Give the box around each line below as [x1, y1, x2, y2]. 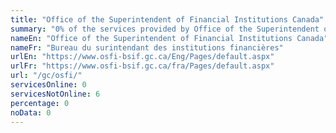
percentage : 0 [10, 98, 70, 108]
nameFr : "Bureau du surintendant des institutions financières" [10, 42, 284, 53]
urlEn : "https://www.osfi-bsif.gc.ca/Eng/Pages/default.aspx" [10, 52, 275, 62]
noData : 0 [10, 107, 52, 118]
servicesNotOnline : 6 [10, 89, 101, 99]
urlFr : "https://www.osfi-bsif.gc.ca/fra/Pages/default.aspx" [10, 61, 275, 71]
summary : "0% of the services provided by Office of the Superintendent [10, 24, 320, 34]
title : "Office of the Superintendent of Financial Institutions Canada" [10, 14, 325, 25]
